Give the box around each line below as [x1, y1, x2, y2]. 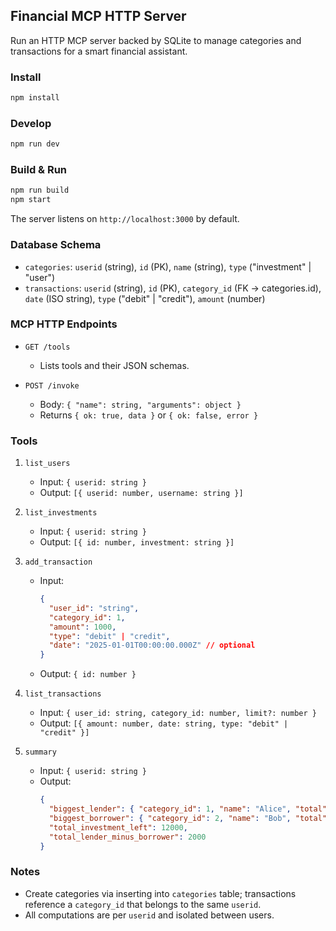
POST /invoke [24, 380, 80, 391]
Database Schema [10, 238, 102, 252]
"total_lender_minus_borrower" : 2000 [48, 832, 207, 842]
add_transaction [24, 557, 93, 568]
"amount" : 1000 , [48, 622, 117, 632]
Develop [10, 116, 52, 130]
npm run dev [10, 139, 60, 149]
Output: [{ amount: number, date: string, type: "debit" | [39, 717, 289, 729]
